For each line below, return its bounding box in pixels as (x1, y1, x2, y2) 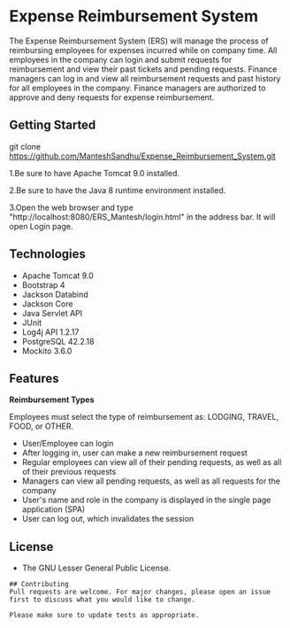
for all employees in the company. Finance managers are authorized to (9, 82, 266, 93)
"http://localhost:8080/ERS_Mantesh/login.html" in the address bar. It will (9, 211, 276, 222)
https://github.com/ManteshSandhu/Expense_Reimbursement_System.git (9, 151, 276, 161)
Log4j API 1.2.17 (21, 326, 80, 337)
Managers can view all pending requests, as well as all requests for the (21, 476, 281, 486)
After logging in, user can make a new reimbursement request (21, 447, 248, 458)
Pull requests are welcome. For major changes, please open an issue (9, 587, 271, 597)
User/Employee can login (21, 438, 114, 449)
